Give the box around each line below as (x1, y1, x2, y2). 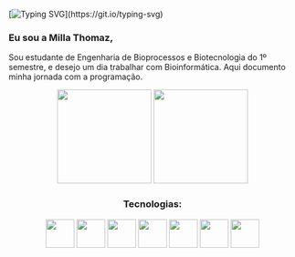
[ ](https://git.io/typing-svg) (8, 9, 163, 19)
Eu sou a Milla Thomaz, (8, 31, 113, 44)
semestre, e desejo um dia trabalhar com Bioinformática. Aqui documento (8, 62, 287, 73)
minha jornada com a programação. (8, 71, 143, 82)
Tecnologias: (122, 198, 183, 211)
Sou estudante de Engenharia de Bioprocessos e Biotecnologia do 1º (8, 52, 267, 63)
